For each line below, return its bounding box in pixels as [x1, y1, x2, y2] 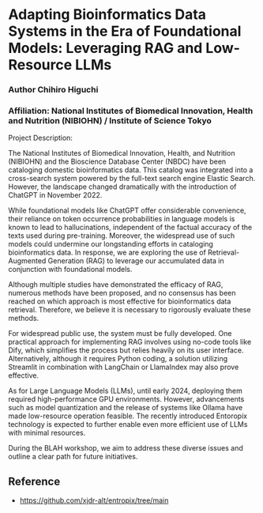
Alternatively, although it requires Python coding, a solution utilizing [8, 354, 228, 364]
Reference [8, 474, 61, 488]
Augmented [8, 256, 47, 266]
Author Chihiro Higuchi [8, 85, 99, 96]
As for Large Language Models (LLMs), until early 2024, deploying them [8, 386, 243, 396]
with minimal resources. [8, 428, 86, 438]
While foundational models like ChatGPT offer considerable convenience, [8, 206, 246, 215]
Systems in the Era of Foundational [8, 22, 242, 40]
